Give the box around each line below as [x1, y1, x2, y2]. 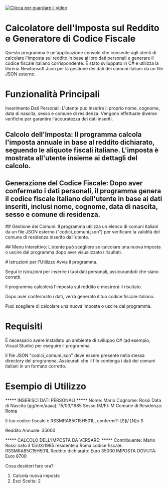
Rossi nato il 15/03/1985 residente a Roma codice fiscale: [5, 442, 123, 448]
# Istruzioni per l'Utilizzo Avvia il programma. [5, 259, 98, 265]
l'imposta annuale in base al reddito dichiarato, [5, 138, 155, 147]
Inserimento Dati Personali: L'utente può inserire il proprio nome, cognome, [5, 105, 160, 111]
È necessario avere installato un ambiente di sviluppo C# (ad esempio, [5, 337, 150, 343]
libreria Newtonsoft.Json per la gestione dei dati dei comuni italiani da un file [5, 65, 163, 71]
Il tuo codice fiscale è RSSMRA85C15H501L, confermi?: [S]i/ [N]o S [5, 417, 144, 424]
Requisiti [5, 321, 43, 332]
